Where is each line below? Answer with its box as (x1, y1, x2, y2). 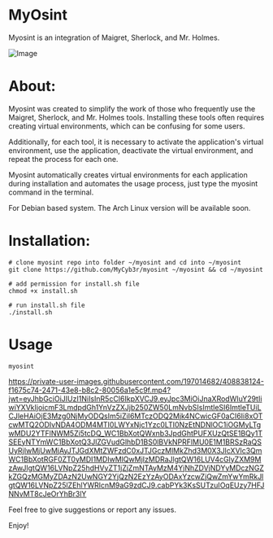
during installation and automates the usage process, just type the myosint (8, 178, 258, 188)
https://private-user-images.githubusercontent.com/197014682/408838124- (8, 376, 264, 386)
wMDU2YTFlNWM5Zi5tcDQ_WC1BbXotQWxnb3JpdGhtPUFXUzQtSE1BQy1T (8, 428, 262, 438)
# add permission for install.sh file (8, 279, 140, 288)
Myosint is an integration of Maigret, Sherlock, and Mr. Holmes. (8, 33, 220, 42)
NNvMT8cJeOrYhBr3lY (8, 488, 87, 498)
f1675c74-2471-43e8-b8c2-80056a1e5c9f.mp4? (8, 385, 171, 395)
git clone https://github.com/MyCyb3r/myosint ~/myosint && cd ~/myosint (8, 265, 264, 273)
